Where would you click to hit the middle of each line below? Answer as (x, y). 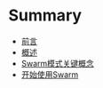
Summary (45, 16)
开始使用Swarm (50, 74)
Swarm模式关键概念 (57, 63)
